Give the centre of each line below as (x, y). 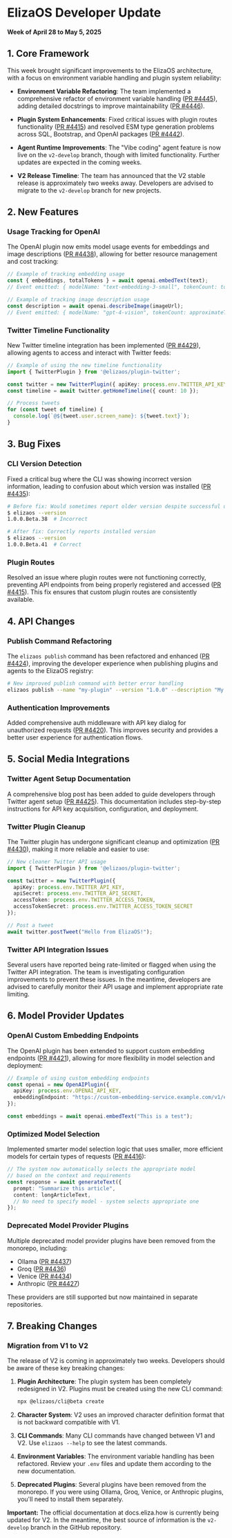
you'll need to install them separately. (70, 1499)
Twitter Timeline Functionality (59, 330)
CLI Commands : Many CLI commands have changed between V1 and (116, 1436)
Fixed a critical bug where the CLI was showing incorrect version (99, 479)
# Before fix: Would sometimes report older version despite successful (114, 506)
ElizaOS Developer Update (84, 13)
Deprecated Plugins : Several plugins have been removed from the (112, 1485)
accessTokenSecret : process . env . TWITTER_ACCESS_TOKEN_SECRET (103, 906)
